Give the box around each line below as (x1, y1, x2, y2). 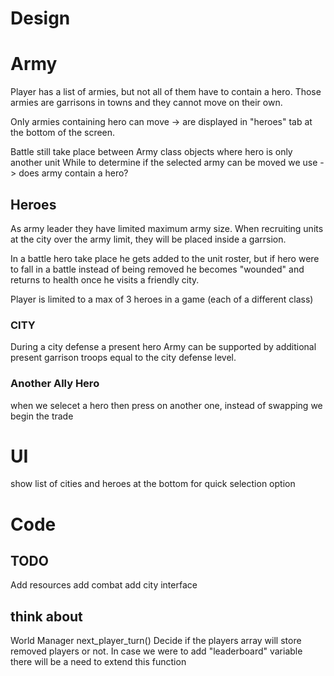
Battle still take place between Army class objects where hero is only (10, 146, 293, 158)
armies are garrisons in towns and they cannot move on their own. (10, 97, 283, 109)
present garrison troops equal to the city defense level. (10, 352, 237, 364)
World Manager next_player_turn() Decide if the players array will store (10, 635, 302, 647)
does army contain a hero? (18, 167, 129, 179)
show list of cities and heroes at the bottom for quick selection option (10, 478, 296, 490)
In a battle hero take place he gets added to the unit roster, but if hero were (10, 252, 320, 264)
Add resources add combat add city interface (10, 579, 198, 591)
